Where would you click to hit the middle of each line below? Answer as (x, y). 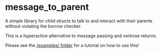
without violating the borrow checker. (43, 26)
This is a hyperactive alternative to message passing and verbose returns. (81, 36)
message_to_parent (47, 7)
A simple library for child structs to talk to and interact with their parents (79, 21)
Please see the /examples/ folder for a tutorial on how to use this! (72, 45)
